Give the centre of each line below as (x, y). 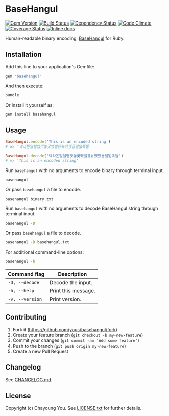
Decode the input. (71, 283)
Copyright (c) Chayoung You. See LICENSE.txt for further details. (74, 408)
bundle (12, 95)
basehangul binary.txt (29, 199)
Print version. (65, 299)
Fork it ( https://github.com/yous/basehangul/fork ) (65, 329)
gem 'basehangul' (24, 76)
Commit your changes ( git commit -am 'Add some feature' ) (76, 340)
